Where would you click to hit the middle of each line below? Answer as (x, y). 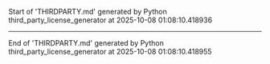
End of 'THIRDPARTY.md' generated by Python (86, 43)
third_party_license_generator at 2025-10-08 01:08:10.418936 (110, 20)
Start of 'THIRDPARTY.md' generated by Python (88, 12)
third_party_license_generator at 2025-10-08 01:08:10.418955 (110, 52)
